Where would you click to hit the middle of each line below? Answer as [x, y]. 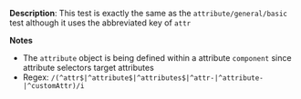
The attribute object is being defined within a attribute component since [157, 58]
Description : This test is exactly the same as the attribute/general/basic [148, 13]
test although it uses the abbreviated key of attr [100, 23]
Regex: [36, 77]
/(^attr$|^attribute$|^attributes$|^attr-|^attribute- [157, 78]
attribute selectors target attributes [88, 68]
